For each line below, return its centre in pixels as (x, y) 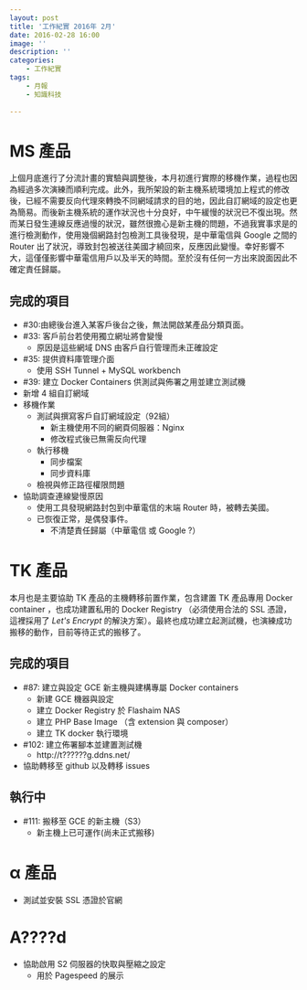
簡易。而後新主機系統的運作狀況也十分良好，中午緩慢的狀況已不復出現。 (153, 212)
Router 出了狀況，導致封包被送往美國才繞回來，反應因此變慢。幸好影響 (143, 247)
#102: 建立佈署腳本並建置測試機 (82, 744)
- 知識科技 (44, 94)
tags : (20, 78)
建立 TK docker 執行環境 (82, 733)
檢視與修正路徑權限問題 (80, 484)
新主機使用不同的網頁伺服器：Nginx (117, 428)
